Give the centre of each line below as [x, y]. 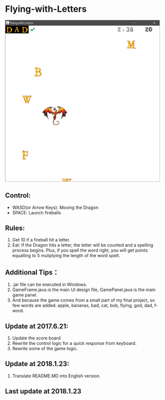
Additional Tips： [32, 272]
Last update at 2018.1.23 [43, 391]
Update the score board [36, 338]
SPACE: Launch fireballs [37, 212]
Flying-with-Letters [46, 9]
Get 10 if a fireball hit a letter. [41, 240]
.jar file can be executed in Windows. [50, 285]
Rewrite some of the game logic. [45, 348]
